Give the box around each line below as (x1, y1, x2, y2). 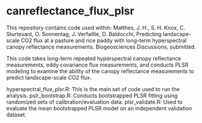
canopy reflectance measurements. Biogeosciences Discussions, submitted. (6, 43, 197, 50)
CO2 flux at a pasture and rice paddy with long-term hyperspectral (21, 37, 187, 44)
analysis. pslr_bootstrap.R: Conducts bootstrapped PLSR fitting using (6, 92, 178, 99)
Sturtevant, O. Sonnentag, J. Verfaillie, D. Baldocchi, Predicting (6, 30, 162, 37)
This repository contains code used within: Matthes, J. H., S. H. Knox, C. (6, 24, 186, 31)
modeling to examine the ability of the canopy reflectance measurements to (6, 67, 194, 74)
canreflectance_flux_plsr (6, 4, 134, 18)
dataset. (6, 111, 27, 118)
